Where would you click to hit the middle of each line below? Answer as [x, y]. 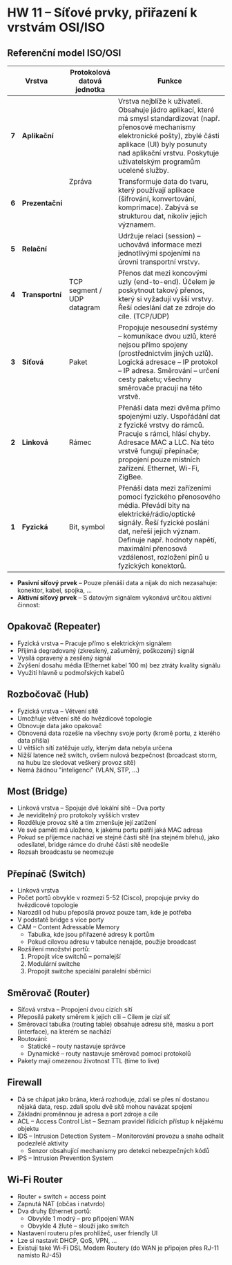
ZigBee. [130, 477]
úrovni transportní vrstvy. [159, 262]
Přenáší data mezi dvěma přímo [169, 408]
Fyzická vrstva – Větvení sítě [58, 711]
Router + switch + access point [61, 1196]
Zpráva [80, 181]
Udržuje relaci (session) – [159, 236]
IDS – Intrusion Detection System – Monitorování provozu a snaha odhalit [120, 1136]
